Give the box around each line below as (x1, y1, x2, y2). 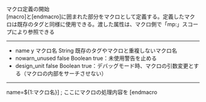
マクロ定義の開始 (6, 5, 50, 12)
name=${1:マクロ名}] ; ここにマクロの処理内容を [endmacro (6, 89, 158, 96)
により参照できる (11, 28, 55, 35)
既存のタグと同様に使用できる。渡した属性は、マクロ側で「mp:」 (17, 21, 183, 27)
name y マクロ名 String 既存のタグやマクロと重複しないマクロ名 (15, 47, 178, 54)
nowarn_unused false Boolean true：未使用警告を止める (15, 54, 158, 62)
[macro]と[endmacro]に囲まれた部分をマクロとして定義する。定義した (6, 13, 185, 20)
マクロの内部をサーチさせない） (26, 70, 107, 77)
